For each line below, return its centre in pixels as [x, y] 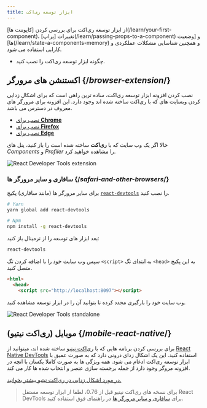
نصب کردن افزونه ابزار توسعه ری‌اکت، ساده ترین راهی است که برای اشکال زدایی [100, 95]
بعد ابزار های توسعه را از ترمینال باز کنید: [53, 238]
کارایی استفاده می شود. [34, 49]
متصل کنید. [20, 268]
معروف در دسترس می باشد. [40, 108]
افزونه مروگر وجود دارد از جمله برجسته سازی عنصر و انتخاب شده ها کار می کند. [99, 368]
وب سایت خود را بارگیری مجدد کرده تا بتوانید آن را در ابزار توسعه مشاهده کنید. [96, 302]
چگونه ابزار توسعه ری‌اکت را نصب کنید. [60, 61]
